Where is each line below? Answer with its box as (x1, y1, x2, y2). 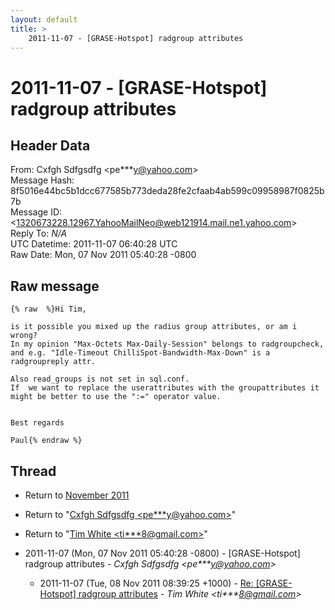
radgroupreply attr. (10, 357, 97, 367)
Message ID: (10, 206, 63, 218)
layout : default (10, 14, 78, 25)
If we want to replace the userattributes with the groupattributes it (10, 383, 320, 393)
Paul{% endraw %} (10, 436, 83, 446)
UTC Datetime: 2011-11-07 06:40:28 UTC (10, 238, 178, 250)
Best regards (10, 418, 65, 428)
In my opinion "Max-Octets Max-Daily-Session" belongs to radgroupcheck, (10, 339, 325, 350)
